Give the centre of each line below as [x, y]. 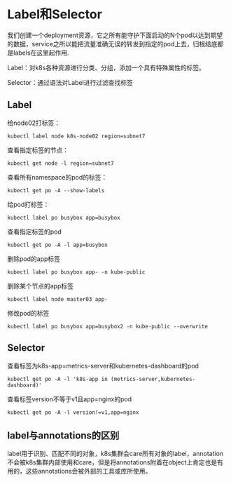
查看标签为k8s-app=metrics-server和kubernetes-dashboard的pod [103, 366]
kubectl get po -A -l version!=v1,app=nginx [73, 412]
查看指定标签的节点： [38, 150]
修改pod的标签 [28, 313]
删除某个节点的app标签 [41, 286]
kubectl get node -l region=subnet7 [61, 163]
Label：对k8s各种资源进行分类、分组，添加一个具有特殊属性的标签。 [106, 67]
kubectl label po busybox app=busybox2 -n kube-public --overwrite [108, 326]
